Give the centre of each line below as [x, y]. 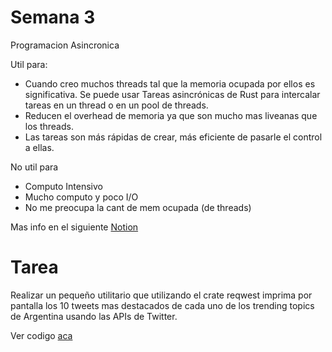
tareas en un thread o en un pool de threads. [116, 105]
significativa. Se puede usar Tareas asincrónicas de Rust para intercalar [172, 94]
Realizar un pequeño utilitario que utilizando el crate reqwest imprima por [161, 295]
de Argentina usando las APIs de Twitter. [94, 316]
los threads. [49, 126]
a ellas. [39, 147]
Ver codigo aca [41, 335]
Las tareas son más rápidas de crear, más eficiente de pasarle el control [173, 137]
